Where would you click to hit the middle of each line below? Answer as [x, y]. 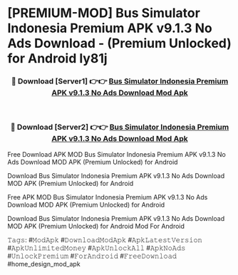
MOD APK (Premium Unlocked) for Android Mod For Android [96, 226]
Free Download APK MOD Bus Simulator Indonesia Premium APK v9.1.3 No [117, 154]
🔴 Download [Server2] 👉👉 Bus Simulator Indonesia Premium [120, 128]
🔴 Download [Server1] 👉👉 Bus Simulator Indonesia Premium [120, 81]
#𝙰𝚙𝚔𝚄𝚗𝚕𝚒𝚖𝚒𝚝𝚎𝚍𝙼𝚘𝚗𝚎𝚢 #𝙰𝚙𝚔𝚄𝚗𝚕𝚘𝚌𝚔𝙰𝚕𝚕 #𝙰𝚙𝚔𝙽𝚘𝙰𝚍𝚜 [97, 248]
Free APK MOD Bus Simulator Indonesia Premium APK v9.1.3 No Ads [108, 197]
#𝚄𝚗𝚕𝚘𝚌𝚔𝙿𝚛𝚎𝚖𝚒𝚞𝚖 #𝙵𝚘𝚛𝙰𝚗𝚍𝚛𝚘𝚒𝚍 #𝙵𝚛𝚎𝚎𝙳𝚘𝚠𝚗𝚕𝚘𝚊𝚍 [92, 256]
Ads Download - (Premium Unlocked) [119, 43]
